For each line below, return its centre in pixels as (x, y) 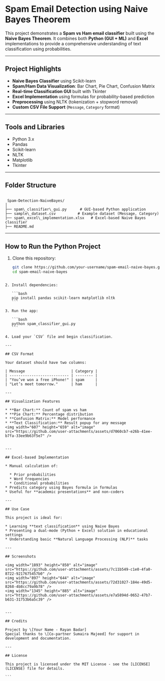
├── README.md (20, 227)
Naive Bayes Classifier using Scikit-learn (54, 81)
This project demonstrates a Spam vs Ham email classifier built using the (80, 33)
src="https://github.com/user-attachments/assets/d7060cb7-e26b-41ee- (79, 431)
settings (14, 535)
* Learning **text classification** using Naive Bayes (62, 526)
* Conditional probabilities (39, 483)
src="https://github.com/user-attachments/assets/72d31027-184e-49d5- (79, 582)
